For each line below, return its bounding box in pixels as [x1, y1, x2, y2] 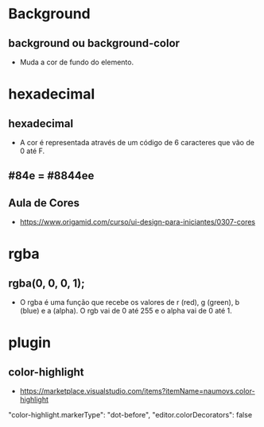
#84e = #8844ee [8, 169, 95, 183]
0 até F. [19, 146, 45, 156]
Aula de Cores [8, 196, 80, 210]
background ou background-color [8, 37, 181, 50]
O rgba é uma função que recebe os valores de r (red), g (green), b [19, 298, 240, 307]
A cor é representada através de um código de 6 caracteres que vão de [19, 138, 254, 147]
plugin [8, 334, 52, 352]
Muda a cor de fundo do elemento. [19, 57, 134, 67]
